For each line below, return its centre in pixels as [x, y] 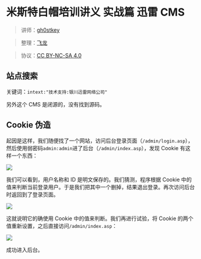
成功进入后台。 [25, 249]
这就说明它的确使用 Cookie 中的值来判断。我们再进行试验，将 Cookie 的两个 [100, 218]
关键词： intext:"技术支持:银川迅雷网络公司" [57, 92]
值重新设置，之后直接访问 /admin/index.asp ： [62, 226]
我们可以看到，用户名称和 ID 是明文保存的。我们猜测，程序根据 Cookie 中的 [99, 179]
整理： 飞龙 [34, 42]
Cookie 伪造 [28, 125]
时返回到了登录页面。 [32, 194]
